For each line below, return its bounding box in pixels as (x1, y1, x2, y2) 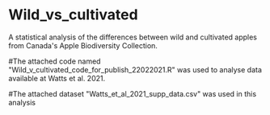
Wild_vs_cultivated (8, 6, 139, 24)
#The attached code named (8, 56, 101, 66)
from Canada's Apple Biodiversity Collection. (8, 40, 158, 50)
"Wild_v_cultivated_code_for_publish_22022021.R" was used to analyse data (8, 64, 263, 74)
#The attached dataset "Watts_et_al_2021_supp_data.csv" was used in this (8, 88, 257, 98)
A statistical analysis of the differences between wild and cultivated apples (8, 32, 257, 42)
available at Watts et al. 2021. (8, 73, 106, 83)
